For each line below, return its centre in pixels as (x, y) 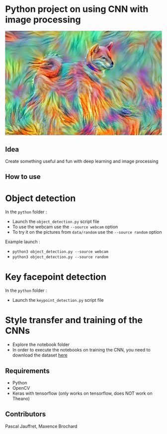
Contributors (26, 414)
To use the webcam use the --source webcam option (65, 227)
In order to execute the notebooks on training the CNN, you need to (81, 350)
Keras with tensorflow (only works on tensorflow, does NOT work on (82, 393)
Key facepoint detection (56, 277)
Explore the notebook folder (41, 345)
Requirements (27, 371)
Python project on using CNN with (77, 9)
